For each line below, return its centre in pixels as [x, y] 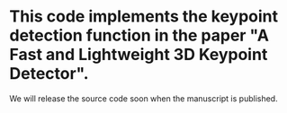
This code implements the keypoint [144, 17]
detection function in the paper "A [139, 35]
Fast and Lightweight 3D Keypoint [139, 55]
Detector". [49, 74]
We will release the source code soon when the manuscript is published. [143, 98]
